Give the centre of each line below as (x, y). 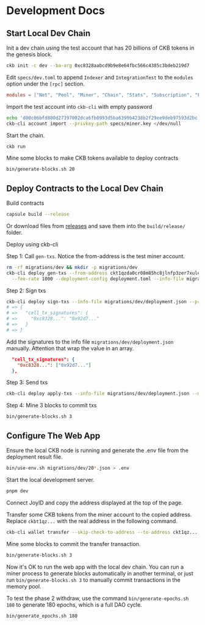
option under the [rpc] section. (45, 84)
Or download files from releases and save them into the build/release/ (96, 226)
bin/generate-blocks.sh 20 (41, 169)
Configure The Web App (53, 436)
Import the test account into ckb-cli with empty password (79, 106)
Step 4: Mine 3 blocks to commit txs (52, 405)
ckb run (16, 146)
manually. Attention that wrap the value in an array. (70, 348)
